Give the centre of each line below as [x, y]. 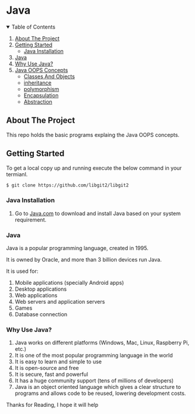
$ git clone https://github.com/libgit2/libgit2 [67, 185]
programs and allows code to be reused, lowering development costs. [100, 393]
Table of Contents [33, 27]
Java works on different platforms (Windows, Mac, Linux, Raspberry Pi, [102, 343]
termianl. [17, 174]
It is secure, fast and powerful [51, 374]
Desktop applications [41, 289]
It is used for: [22, 271]
